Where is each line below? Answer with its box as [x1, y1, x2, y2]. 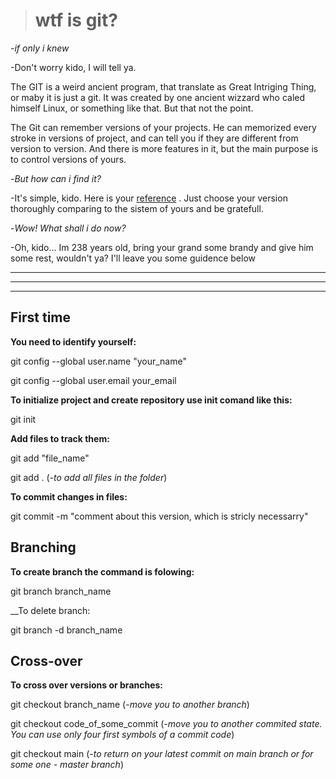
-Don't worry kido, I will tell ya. [10, 61, 137, 73]
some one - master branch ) [10, 759, 124, 771]
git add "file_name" [10, 452, 90, 464]
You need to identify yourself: [10, 335, 137, 348]
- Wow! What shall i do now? [10, 222, 127, 234]
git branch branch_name [10, 585, 112, 597]
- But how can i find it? [10, 172, 102, 184]
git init [10, 413, 37, 425]
